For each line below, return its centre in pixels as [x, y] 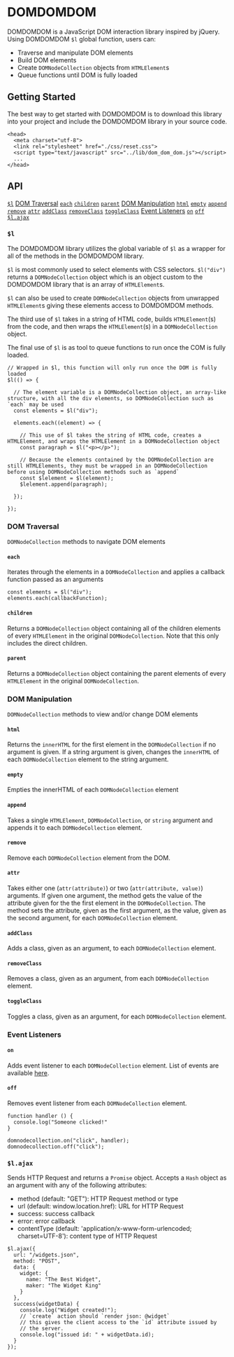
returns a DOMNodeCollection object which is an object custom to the [105, 277]
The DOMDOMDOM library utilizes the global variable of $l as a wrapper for [116, 248]
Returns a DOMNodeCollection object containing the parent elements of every [117, 673]
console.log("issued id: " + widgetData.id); [87, 1335]
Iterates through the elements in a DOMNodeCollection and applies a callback [116, 572]
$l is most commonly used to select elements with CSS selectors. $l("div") [117, 269]
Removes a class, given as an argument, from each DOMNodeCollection [108, 978]
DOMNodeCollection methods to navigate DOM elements [86, 542]
